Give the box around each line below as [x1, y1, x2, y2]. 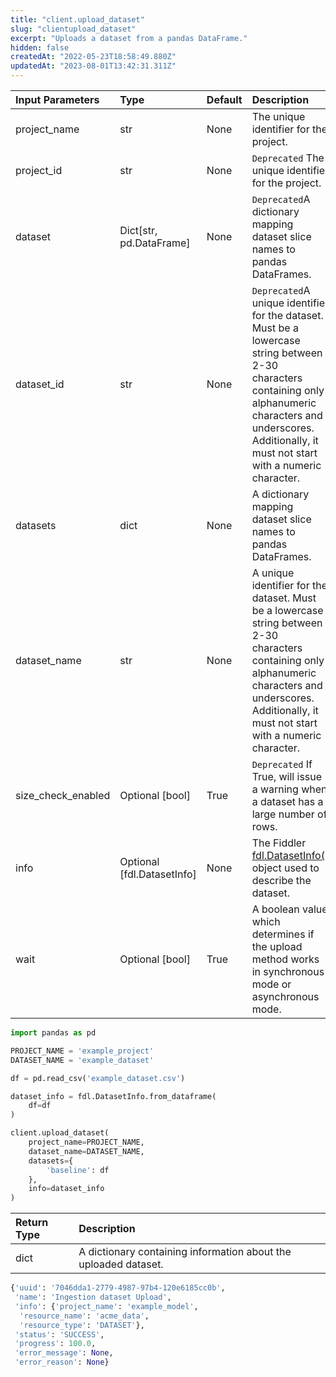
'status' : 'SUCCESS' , [14, 1329, 105, 1340]
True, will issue [251, 770, 323, 783]
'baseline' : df [46, 1165, 110, 1175]
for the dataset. [251, 309, 324, 322]
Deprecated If [251, 757, 313, 771]
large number [251, 807, 315, 821]
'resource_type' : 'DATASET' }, [19, 1320, 145, 1330]
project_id [15, 164, 63, 177]
